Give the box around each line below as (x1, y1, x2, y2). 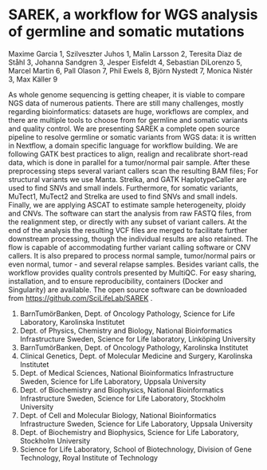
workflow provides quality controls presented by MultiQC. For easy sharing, (8, 267, 257, 277)
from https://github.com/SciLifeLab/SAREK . (8, 293, 153, 302)
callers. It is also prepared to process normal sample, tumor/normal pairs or (8, 251, 256, 260)
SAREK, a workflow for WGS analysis (8, 6, 258, 24)
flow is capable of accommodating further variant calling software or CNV (8, 242, 251, 252)
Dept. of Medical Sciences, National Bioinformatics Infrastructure (19, 368, 234, 377)
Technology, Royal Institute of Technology (19, 452, 158, 462)
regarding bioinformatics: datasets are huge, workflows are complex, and (8, 106, 249, 117)
